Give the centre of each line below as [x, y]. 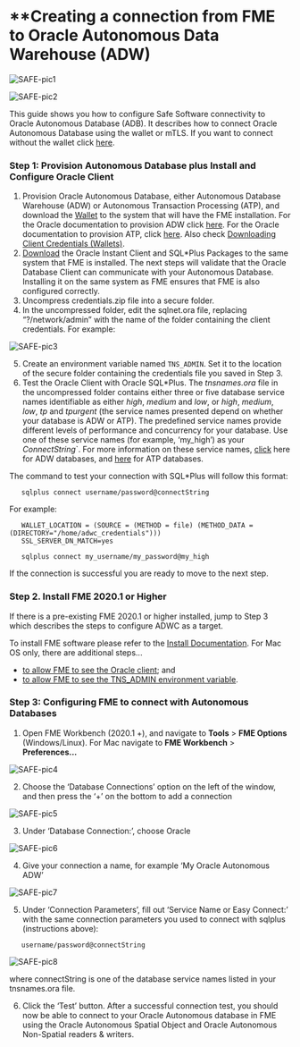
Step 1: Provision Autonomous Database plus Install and [133, 165]
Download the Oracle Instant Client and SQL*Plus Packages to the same [155, 253]
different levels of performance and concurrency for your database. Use [155, 430]
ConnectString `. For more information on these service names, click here [156, 450]
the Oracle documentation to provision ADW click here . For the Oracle [150, 224]
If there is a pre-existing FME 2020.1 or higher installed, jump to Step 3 [139, 616]
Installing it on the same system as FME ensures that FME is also [141, 282]
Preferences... [50, 752]
